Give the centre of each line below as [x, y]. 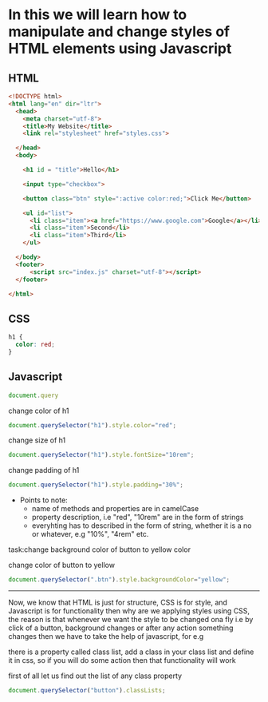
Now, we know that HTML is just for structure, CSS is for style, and [118, 602]
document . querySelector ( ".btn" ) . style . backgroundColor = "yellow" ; [119, 580]
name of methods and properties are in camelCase [115, 509]
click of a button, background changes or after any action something [121, 628]
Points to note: [43, 500]
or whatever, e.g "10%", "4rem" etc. [90, 534]
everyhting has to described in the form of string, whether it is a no [142, 526]
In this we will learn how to [98, 15]
